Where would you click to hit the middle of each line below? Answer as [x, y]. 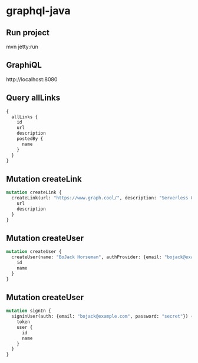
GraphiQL [24, 65]
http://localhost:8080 [32, 79]
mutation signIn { [29, 311]
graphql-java [38, 11]
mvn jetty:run [22, 46]
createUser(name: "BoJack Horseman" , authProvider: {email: [87, 257]
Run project [28, 33]
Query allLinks [33, 98]
